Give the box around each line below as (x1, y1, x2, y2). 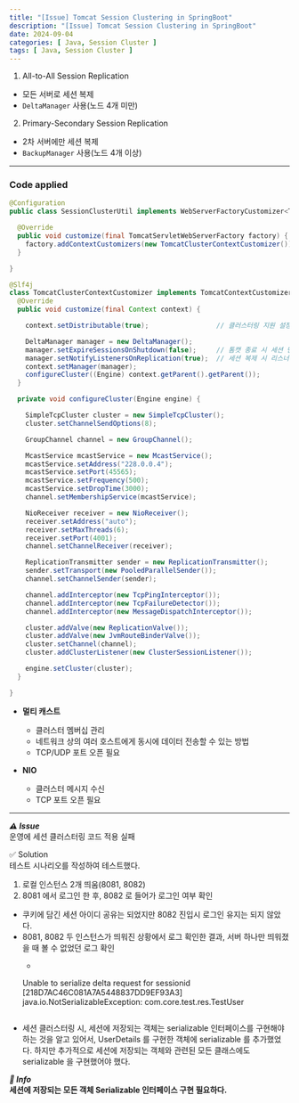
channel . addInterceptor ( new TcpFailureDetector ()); (25, 599, 221, 608)
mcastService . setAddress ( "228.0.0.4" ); (25, 460, 174, 469)
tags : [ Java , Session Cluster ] (9, 46, 133, 55)
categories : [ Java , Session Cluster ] (9, 37, 158, 47)
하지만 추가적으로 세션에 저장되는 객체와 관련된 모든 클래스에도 (34, 1044, 251, 1056)
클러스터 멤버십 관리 (35, 724, 105, 735)
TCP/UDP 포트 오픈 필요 (35, 747, 120, 757)
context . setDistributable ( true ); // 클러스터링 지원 (25, 322, 276, 331)
